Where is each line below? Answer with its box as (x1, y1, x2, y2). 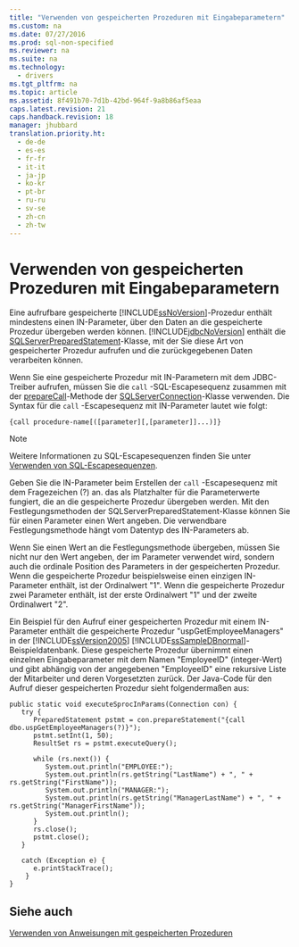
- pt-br (17, 187, 46, 196)
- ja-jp (17, 170, 46, 179)
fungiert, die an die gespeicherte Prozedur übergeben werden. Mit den (9, 496, 270, 507)
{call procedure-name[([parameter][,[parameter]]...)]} (9, 418, 221, 427)
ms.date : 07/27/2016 (9, 29, 87, 38)
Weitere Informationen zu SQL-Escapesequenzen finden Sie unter (9, 451, 252, 461)
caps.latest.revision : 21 (9, 104, 105, 113)
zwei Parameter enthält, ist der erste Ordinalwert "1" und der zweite (9, 590, 257, 601)
